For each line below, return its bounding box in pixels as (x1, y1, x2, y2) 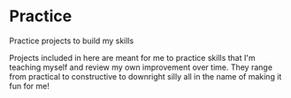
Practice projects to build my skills (9, 35, 134, 46)
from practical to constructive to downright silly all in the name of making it (9, 71, 282, 81)
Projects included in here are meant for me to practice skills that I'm (9, 52, 256, 63)
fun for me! (9, 80, 50, 91)
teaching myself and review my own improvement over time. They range (9, 62, 272, 72)
